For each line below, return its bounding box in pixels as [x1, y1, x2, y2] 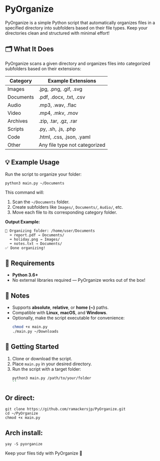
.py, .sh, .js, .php [39, 125, 76, 132]
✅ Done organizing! [5, 245, 46, 251]
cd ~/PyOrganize [5, 411, 38, 416]
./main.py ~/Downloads [12, 329, 59, 334]
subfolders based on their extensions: [5, 65, 82, 72]
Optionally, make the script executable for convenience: [12, 315, 125, 321]
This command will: [5, 190, 45, 195]
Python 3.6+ [12, 272, 38, 278]
